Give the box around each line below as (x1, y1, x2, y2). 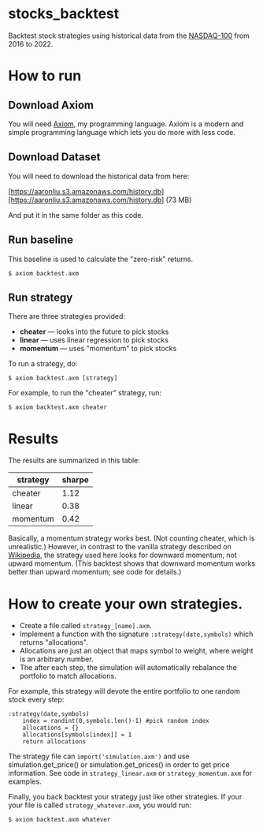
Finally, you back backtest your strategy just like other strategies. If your (8, 792, 243, 802)
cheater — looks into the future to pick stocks (19, 327, 169, 336)
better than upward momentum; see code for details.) (8, 567, 182, 577)
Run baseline (8, 234, 73, 247)
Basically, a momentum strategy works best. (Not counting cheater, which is (8, 533, 255, 543)
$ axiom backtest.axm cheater (8, 403, 108, 411)
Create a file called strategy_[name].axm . (19, 621, 152, 631)
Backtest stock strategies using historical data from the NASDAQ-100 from (8, 31, 250, 40)
